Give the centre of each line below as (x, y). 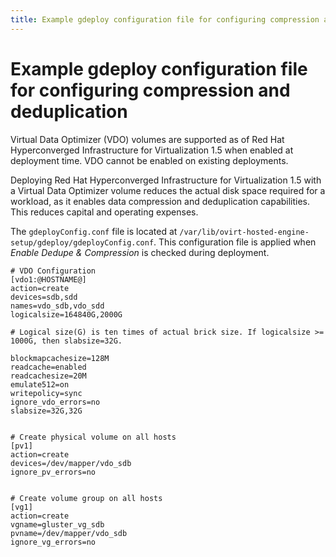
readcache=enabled (48, 367)
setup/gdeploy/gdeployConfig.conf (82, 242)
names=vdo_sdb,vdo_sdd (57, 306)
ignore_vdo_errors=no (55, 402)
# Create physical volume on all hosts (93, 437)
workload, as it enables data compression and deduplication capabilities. (160, 201)
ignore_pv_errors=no (53, 472)
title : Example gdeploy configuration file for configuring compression (165, 19)
